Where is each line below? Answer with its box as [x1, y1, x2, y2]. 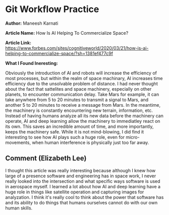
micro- [126, 134, 140, 140]
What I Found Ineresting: [5, 60, 58, 66]
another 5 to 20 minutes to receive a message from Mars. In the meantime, [5, 102, 160, 108]
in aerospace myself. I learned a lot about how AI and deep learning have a [5, 183, 160, 189]
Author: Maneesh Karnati [5, 20, 59, 26]
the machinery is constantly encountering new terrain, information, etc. [5, 107, 153, 113]
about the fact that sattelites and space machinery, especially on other [5, 86, 152, 92]
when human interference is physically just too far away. [32, 139, 149, 146]
